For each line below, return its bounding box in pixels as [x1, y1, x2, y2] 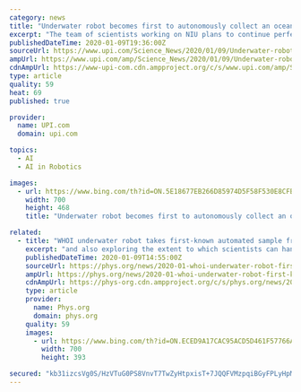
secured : [9, 370, 42, 379]
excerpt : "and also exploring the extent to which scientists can [25, 244, 279, 254]
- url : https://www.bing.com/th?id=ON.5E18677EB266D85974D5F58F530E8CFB [17, 187, 295, 196]
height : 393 [41, 353, 87, 362]
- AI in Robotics [17, 162, 82, 171]
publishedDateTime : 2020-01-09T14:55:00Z [25, 253, 182, 262]
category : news [9, 13, 66, 22]
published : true [9, 96, 70, 106]
